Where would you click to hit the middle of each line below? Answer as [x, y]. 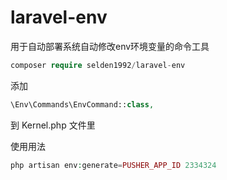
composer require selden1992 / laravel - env [98, 65]
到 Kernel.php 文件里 [53, 125]
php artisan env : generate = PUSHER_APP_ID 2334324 [113, 165]
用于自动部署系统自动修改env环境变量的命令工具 [110, 46]
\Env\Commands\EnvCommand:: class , [82, 104]
